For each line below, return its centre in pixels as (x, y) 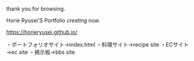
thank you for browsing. (36, 9)
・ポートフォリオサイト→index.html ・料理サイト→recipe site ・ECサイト (98, 44)
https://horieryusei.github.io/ (42, 32)
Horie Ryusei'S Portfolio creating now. (53, 20)
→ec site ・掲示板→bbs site (41, 52)
